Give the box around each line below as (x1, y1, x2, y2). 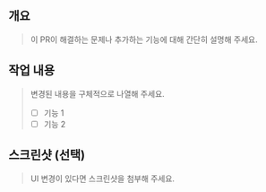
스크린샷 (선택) (8, 147, 86, 163)
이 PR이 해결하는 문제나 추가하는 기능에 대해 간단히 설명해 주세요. (30, 34, 258, 45)
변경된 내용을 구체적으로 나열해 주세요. (30, 88, 165, 99)
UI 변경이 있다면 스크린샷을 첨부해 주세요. (30, 173, 176, 184)
